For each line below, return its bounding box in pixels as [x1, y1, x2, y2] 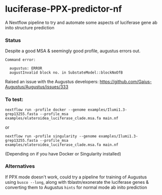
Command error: [5, 58, 36, 62]
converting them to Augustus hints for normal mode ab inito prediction [5, 184, 147, 190]
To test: [5, 96, 23, 103]
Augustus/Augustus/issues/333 [5, 84, 69, 90]
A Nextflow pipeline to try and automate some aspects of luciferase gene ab [5, 19, 158, 25]
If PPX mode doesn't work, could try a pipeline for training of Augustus [5, 174, 147, 180]
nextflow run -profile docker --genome [5, 107, 86, 112]
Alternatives [5, 163, 35, 170]
